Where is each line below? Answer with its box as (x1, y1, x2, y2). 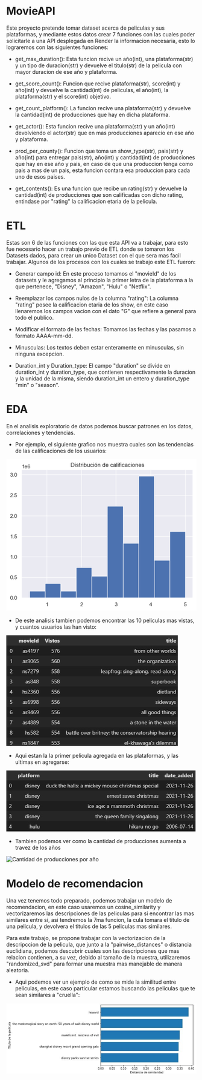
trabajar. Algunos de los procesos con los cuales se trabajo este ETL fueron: (6, 258, 196, 265)
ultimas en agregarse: (14, 758, 69, 766)
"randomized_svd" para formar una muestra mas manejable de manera (6, 960, 183, 967)
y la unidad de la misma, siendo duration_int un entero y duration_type (14, 374, 190, 382)
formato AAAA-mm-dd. (14, 332, 74, 339)
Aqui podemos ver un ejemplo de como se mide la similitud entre (14, 978, 177, 986)
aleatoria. (6, 967, 30, 974)
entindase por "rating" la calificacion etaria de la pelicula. (14, 197, 158, 205)
